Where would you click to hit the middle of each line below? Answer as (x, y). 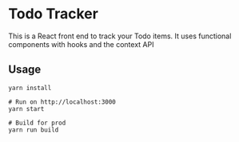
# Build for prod (37, 123)
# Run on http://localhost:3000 (62, 102)
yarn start (26, 108)
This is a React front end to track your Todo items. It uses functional (120, 36)
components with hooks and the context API (81, 44)
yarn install (30, 88)
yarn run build (34, 130)
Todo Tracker (53, 14)
